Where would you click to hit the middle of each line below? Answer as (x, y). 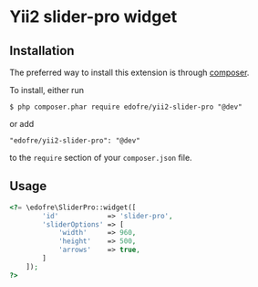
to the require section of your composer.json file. (101, 158)
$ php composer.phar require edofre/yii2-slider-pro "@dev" (126, 107)
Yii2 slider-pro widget (93, 17)
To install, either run (47, 90)
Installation (42, 51)
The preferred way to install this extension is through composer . (129, 72)
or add (22, 124)
